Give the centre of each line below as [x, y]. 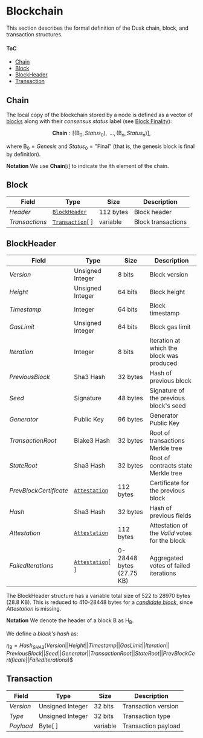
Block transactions [160, 222]
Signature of [167, 391]
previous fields [171, 515]
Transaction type [147, 716]
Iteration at [165, 341]
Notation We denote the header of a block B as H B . [70, 621]
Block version [169, 275]
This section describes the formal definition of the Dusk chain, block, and [98, 28]
